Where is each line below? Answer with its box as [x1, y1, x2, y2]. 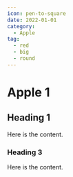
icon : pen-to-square [7, 10, 67, 17]
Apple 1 [7, 84, 50, 100]
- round [13, 55, 36, 62]
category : [7, 23, 36, 30]
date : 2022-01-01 [7, 17, 57, 23]
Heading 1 [7, 112, 50, 124]
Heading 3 [7, 147, 43, 157]
